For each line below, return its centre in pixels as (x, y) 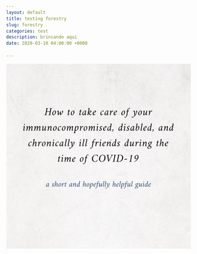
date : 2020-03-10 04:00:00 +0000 (47, 43)
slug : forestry (25, 25)
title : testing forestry (36, 18)
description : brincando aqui (42, 37)
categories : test (27, 31)
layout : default (26, 12)
